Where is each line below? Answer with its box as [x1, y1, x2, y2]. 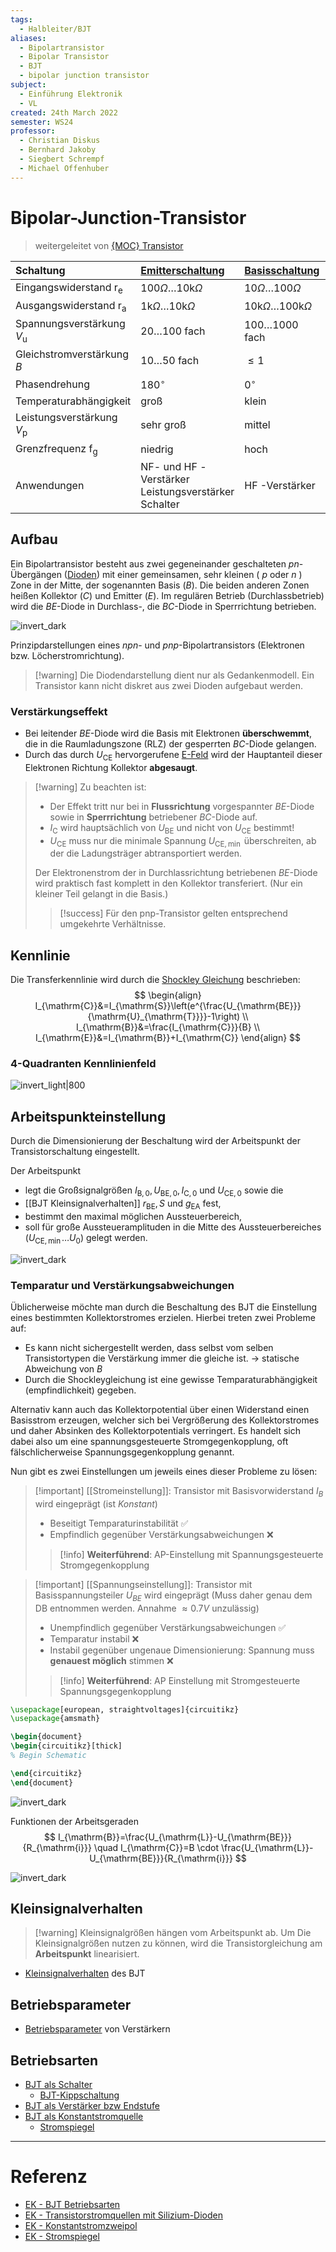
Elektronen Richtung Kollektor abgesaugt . [24, 761, 198, 773]
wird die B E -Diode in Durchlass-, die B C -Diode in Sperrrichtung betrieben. [10, 600, 317, 612]
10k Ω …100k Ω [244, 299, 312, 313]
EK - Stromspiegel [24, 2231, 100, 2243]
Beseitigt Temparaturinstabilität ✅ [49, 1517, 189, 1529]
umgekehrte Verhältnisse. [59, 918, 167, 930]
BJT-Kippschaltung [39, 2089, 120, 2101]
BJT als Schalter [24, 2079, 93, 2091]
